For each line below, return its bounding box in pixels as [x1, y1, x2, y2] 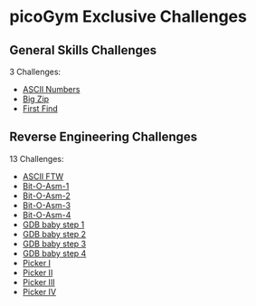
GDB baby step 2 [22, 228, 87, 239]
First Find [22, 103, 59, 114]
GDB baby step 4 [22, 247, 87, 259]
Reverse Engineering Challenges [9, 129, 198, 145]
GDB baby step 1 [22, 219, 85, 230]
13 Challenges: [9, 153, 65, 164]
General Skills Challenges [9, 43, 157, 58]
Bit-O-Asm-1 [22, 180, 70, 191]
